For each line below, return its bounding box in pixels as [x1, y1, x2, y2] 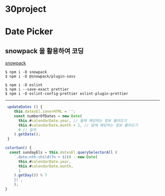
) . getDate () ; [14, 132, 41, 137]
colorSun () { [5, 145, 32, 151]
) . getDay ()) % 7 [14, 173, 48, 178]
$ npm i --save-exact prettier [5, 87, 69, 92]
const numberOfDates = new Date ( [14, 113, 82, 119]
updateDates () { [7, 104, 43, 109]
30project [5, 3, 47, 15]
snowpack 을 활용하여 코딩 [5, 47, 84, 55]
